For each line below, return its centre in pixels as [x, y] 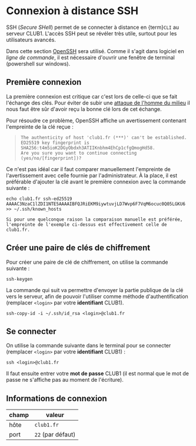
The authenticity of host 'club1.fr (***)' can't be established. [104, 137]
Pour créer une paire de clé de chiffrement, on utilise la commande [87, 262]
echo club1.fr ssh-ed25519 [39, 199]
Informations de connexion [57, 399]
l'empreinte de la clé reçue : [40, 127]
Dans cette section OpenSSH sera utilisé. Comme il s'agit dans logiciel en [95, 51]
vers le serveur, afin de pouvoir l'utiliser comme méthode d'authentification [97, 296]
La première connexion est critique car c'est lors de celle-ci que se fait [92, 96]
